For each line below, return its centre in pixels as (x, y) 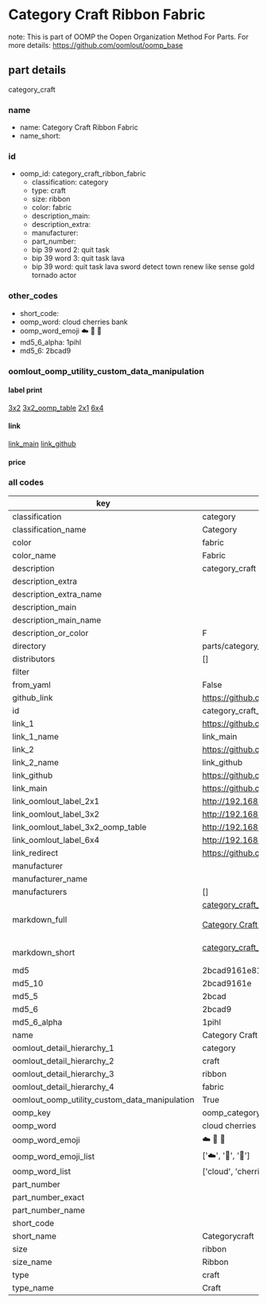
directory (29, 646)
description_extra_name (57, 594)
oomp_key (32, 1112)
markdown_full (40, 919)
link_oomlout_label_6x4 (56, 840)
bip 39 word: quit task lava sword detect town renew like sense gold (143, 267)
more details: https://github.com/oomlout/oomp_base (96, 45)
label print (25, 390)
